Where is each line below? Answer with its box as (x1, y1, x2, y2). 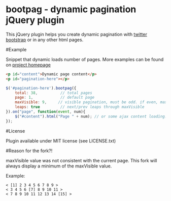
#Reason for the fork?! (6, 148, 53, 154)
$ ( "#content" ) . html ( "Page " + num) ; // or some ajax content (15, 113, 147, 119)
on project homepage (6, 62, 51, 68)
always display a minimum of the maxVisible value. (6, 163, 112, 169)
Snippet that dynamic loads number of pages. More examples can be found (6, 56, 164, 62)
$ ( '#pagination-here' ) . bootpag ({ (6, 85, 77, 91)
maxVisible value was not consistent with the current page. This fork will (6, 157, 157, 163)
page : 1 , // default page (15, 95, 95, 100)
